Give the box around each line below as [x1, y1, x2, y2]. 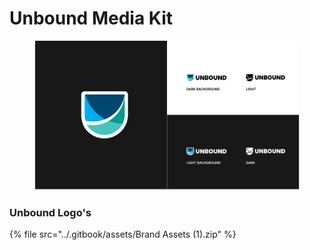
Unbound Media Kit [9, 7, 173, 30]
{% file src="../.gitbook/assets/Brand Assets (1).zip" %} [9, 228, 237, 241]
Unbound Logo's [9, 205, 92, 219]
